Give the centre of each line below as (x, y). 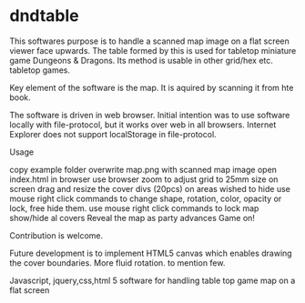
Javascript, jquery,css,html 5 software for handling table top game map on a (152, 280)
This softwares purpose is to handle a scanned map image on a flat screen (149, 41)
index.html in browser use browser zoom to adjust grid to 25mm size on (144, 179)
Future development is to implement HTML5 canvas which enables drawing (151, 253)
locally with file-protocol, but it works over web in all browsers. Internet (143, 125)
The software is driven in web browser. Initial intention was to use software (150, 115)
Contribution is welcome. (56, 235)
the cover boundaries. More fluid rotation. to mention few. (117, 263)
